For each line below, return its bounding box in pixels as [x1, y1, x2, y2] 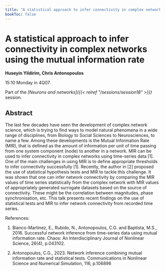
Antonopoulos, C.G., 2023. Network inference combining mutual [12, 250, 142, 256]
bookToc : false [5, 12, 36, 17]
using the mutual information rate [5, 54, 145, 65]
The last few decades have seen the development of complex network [5, 122, 148, 128]
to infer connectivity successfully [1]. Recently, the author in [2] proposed [5, 164, 154, 170]
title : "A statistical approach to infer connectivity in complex [5, 7, 144, 12]
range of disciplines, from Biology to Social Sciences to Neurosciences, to [5, 133, 155, 138]
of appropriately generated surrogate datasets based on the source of [5, 185, 147, 191]
